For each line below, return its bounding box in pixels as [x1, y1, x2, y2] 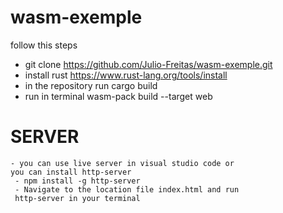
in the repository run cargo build [24, 79, 158, 91]
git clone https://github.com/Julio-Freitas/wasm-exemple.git [24, 58, 273, 70]
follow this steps [10, 39, 78, 51]
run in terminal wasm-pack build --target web [24, 90, 213, 102]
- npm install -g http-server [14, 176, 141, 186]
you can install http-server [10, 167, 132, 177]
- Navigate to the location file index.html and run [14, 184, 240, 195]
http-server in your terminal [14, 193, 141, 203]
